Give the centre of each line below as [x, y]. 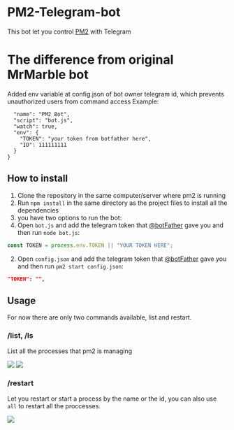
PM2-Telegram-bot [64, 12]
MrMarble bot [48, 75]
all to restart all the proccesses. [54, 406]
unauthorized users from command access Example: [83, 101]
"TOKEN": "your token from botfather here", [86, 138]
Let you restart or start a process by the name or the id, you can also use [112, 399]
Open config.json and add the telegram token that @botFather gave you [122, 259]
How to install [38, 179]
